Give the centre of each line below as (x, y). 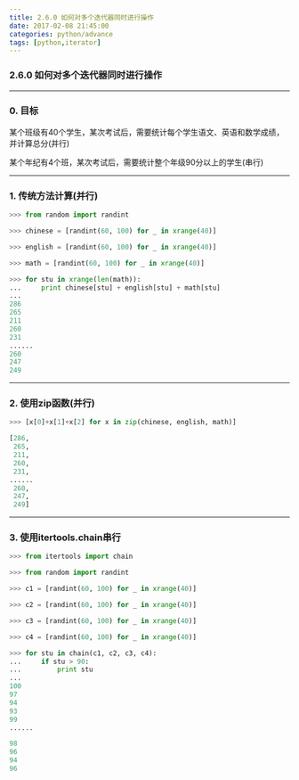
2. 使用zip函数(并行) (52, 404)
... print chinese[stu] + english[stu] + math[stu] (115, 287)
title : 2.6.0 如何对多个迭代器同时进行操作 (81, 17)
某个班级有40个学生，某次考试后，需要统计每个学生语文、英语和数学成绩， (147, 132)
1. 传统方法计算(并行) (54, 195)
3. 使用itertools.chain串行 (65, 538)
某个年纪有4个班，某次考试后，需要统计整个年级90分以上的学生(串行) (137, 162)
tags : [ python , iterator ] (55, 42)
